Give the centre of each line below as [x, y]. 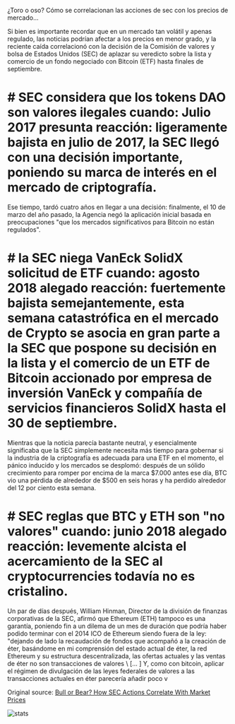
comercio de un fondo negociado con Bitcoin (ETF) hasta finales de [106, 61]
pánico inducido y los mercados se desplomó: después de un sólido [106, 465]
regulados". [24, 230]
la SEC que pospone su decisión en [112, 348]
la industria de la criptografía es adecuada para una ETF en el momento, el [116, 458]
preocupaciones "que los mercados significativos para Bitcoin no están [111, 222]
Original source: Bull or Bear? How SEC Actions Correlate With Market [109, 692]
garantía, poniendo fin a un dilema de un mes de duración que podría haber [117, 626]
